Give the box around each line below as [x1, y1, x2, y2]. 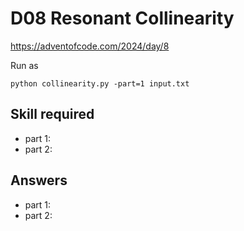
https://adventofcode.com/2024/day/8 [10, 40, 170, 52]
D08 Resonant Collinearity [10, 7, 235, 30]
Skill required [10, 106, 95, 123]
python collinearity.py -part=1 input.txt [10, 78, 190, 89]
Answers [10, 172, 68, 189]
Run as [10, 59, 39, 71]
